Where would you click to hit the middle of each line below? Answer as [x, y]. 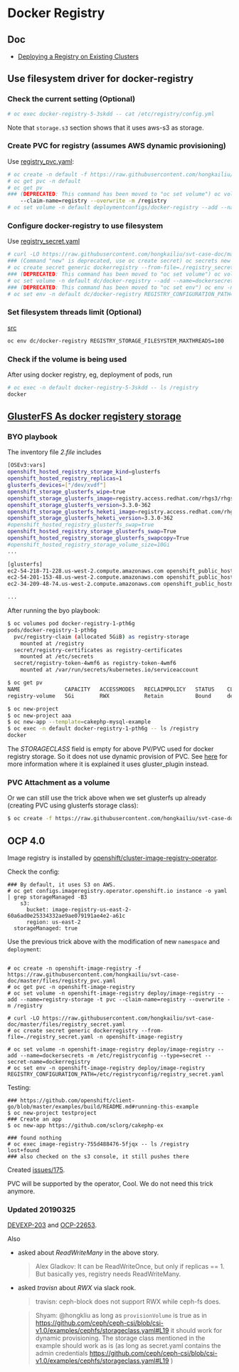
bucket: [38, 910]
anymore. [21, 1191]
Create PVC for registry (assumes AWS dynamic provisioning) [117, 146]
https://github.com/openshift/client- [78, 1101]
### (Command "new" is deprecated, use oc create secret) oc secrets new [119, 261]
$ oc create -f [30, 819]
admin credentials [62, 1353]
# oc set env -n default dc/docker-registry [74, 294]
